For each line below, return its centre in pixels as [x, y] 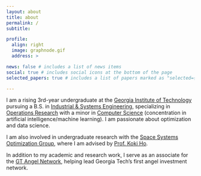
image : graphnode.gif [39, 51]
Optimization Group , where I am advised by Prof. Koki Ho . [77, 144]
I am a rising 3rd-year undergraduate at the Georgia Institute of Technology [99, 100]
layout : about [24, 12]
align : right [28, 45]
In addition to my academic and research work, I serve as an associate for [97, 155]
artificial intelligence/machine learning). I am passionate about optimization [99, 119]
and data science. [28, 126]
